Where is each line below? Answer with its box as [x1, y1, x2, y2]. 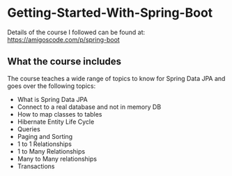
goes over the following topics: [7, 82, 96, 90]
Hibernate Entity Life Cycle [17, 117, 95, 126]
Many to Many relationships [17, 154, 98, 163]
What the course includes [7, 56, 122, 68]
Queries [17, 124, 40, 133]
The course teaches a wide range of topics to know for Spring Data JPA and [7, 74, 226, 82]
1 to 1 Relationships [17, 140, 72, 148]
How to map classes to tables [17, 110, 102, 118]
